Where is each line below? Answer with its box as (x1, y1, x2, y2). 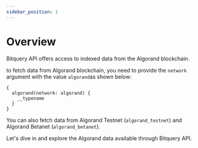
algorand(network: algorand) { (12, 90, 91, 96)
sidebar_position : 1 (6, 8, 59, 15)
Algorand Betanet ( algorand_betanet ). (6, 123, 101, 130)
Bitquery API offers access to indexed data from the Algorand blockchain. (6, 55, 190, 62)
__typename (17, 95, 45, 101)
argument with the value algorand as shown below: (6, 73, 132, 80)
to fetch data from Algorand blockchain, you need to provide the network (6, 66, 187, 74)
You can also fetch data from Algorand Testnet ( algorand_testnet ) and (6, 116, 182, 124)
